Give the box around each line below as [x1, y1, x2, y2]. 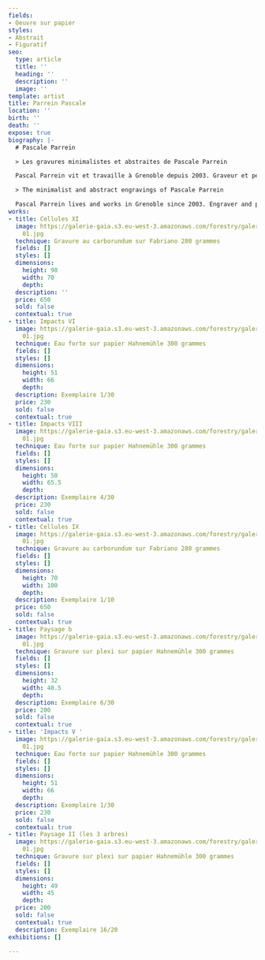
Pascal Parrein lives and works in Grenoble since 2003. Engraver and [15, 200, 252, 209]
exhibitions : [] [8, 933, 62, 941]
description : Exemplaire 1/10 [15, 596, 114, 604]
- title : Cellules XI [8, 214, 80, 223]
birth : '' [8, 114, 41, 122]
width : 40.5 [22, 683, 62, 692]
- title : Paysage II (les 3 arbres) [8, 831, 129, 839]
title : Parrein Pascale [8, 99, 87, 107]
